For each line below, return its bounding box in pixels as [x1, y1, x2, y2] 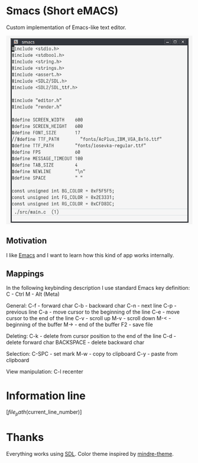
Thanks [6, 431, 44, 444]
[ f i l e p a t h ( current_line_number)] [6, 408, 82, 417]
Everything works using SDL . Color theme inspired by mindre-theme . [6, 450, 174, 457]
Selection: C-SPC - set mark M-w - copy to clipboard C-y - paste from [6, 350, 178, 357]
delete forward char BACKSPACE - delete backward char [6, 339, 145, 346]
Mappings [6, 269, 44, 279]
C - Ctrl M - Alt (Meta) [6, 290, 60, 298]
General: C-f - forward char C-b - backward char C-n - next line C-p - [6, 302, 177, 309]
